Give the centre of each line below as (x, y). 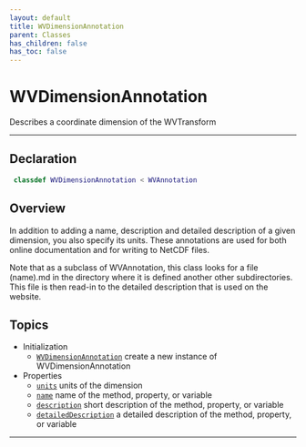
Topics (29, 325)
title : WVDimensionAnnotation (67, 26)
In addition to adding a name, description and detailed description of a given (153, 230)
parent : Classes (40, 35)
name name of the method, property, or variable (124, 395)
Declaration (43, 159)
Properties (42, 376)
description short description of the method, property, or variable (160, 405)
